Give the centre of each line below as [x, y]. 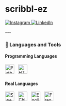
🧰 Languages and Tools [33, 44]
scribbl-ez [26, 9]
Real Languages [22, 84]
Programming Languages [31, 56]
